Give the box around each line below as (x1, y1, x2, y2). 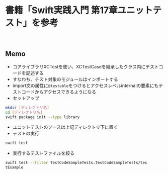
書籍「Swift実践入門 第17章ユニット (5, 5, 153, 16)
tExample (5, 165, 24, 170)
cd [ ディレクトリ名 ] (5, 110, 43, 115)
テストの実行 (12, 130, 39, 136)
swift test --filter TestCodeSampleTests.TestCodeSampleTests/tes (5, 160, 147, 165)
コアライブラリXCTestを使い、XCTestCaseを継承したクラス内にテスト (12, 63, 159, 69)
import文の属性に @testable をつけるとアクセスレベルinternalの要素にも (12, 82, 159, 89)
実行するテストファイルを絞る (12, 150, 74, 156)
